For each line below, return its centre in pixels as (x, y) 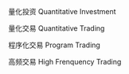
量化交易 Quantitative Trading (57, 28)
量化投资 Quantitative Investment (63, 11)
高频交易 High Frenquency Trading (65, 62)
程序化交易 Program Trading (55, 45)
